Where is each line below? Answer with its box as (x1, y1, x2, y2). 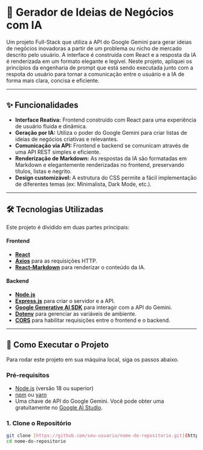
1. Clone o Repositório (6, 419, 71, 427)
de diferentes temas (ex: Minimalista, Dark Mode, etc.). (14, 180, 152, 187)
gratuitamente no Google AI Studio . (14, 404, 103, 411)
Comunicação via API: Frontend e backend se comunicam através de (14, 142, 189, 149)
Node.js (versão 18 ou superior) (14, 385, 94, 392)
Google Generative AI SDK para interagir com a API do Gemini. (14, 304, 172, 311)
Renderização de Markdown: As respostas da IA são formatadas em (14, 154, 187, 162)
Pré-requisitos (6, 371, 50, 379)
